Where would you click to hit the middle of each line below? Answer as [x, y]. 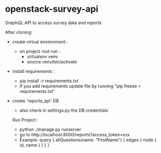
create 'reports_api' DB [35, 101]
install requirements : [33, 71]
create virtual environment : [40, 42]
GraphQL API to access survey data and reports [54, 23]
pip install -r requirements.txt [49, 81]
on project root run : [40, 51]
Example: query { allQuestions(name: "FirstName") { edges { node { [88, 140]
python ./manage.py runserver [50, 129]
